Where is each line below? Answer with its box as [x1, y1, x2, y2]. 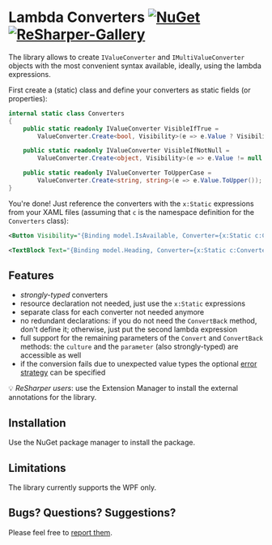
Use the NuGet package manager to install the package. [8, 438, 196, 448]
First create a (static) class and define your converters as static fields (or [8, 85, 251, 95]
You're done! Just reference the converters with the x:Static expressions [8, 199, 254, 208]
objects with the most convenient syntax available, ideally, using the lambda [8, 61, 261, 71]
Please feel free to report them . [8, 527, 113, 537]
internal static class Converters [8, 109, 125, 118]
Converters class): [8, 216, 69, 225]
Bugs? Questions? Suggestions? [8, 506, 176, 520]
